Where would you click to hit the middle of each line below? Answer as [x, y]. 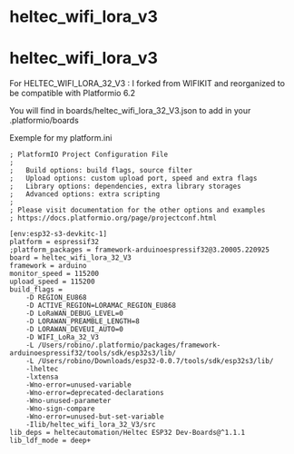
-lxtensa [42, 377]
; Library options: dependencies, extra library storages [126, 187]
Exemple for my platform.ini [61, 138]
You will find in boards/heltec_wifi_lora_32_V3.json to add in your [130, 111]
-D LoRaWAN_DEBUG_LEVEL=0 [75, 314]
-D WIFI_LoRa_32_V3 [63, 338]
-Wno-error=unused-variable [78, 385]
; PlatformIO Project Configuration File [89, 155]
